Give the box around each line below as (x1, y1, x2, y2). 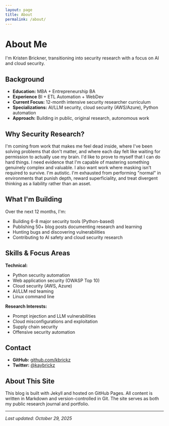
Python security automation (12, 272, 70, 278)
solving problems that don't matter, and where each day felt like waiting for (5, 148, 161, 154)
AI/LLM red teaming (12, 288, 54, 294)
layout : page (5, 7, 33, 13)
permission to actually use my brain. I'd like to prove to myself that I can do (5, 154, 161, 160)
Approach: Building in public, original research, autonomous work (12, 115, 149, 121)
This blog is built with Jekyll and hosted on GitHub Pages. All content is (5, 390, 153, 396)
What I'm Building (5, 195, 62, 204)
